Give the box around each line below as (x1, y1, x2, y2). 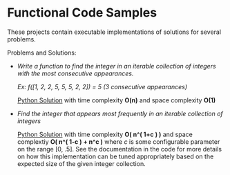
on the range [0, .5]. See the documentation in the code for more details (17, 145, 222, 153)
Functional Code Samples (7, 5, 157, 21)
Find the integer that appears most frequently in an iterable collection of (17, 109, 223, 118)
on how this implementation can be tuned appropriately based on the (17, 152, 214, 160)
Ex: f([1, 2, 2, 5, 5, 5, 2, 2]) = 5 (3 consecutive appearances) (17, 82, 188, 91)
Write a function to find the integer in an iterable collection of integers (17, 62, 216, 70)
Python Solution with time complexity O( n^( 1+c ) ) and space (17, 130, 193, 138)
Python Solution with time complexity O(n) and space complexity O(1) (17, 95, 216, 104)
